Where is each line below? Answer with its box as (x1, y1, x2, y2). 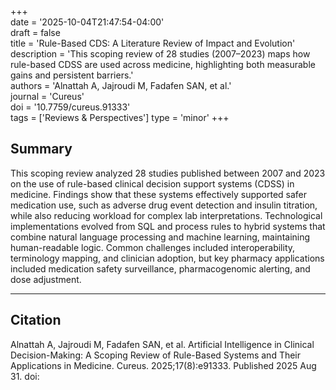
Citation (10, 312, 62, 329)
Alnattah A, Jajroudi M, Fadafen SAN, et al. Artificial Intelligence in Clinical (10, 338, 315, 350)
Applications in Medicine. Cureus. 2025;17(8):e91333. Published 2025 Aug (10, 359, 317, 371)
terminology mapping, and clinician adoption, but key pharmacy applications (10, 252, 325, 264)
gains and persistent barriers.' (10, 69, 134, 81)
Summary (10, 141, 73, 158)
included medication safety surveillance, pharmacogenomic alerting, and (10, 262, 311, 275)
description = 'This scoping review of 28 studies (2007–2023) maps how (10, 48, 311, 60)
